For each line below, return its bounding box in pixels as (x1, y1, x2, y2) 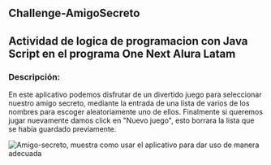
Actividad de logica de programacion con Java (8, 34, 248, 48)
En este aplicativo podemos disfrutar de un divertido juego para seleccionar (8, 89, 262, 100)
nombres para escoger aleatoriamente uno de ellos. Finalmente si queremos (8, 107, 264, 117)
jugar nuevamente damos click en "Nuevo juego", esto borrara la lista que (8, 115, 255, 125)
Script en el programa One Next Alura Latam (8, 46, 236, 60)
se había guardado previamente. (8, 124, 117, 134)
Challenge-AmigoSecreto (8, 7, 140, 20)
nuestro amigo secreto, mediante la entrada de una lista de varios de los (8, 98, 250, 108)
